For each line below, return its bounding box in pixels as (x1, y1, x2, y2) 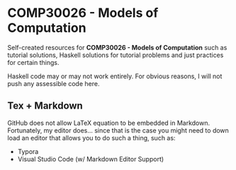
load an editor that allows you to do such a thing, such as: (7, 133, 176, 142)
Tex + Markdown (7, 100, 83, 112)
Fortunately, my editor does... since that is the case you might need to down (7, 126, 229, 135)
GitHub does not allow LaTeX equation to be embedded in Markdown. (7, 119, 210, 127)
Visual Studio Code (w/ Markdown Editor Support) (17, 154, 164, 163)
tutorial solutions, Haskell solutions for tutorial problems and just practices (7, 51, 224, 59)
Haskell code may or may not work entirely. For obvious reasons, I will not (7, 72, 223, 80)
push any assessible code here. (7, 79, 100, 87)
